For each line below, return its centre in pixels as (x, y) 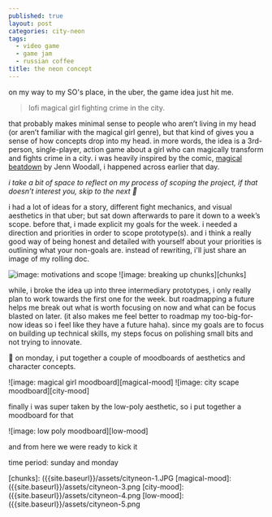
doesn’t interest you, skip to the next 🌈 (73, 191)
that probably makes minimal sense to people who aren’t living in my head (132, 124)
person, (22, 149)
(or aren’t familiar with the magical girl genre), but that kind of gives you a (131, 132)
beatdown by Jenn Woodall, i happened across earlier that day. (114, 167)
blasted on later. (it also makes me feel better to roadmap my (110, 316)
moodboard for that (41, 415)
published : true (36, 16)
